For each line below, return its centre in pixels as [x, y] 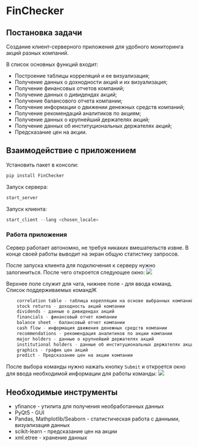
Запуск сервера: [27, 187]
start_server [22, 198]
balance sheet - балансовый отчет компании [71, 323]
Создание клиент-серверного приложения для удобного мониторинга [95, 47]
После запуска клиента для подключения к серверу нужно [81, 265]
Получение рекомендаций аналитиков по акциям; [78, 113]
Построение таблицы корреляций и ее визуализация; [82, 76]
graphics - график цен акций [52, 350]
